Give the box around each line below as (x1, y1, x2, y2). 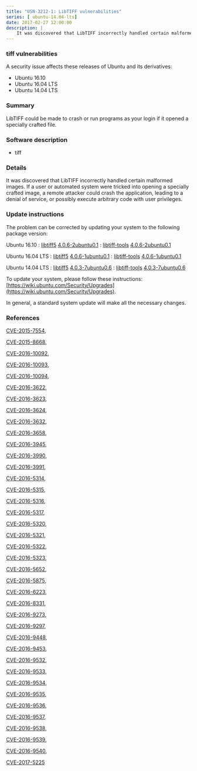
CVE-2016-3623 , (6, 395, 47, 402)
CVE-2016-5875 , (6, 577, 47, 584)
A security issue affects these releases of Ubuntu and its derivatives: (6, 63, 172, 70)
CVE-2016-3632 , (6, 417, 47, 425)
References (6, 314, 40, 322)
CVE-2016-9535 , (6, 690, 47, 698)
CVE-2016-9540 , (6, 747, 47, 754)
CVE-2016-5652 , (6, 565, 47, 572)
